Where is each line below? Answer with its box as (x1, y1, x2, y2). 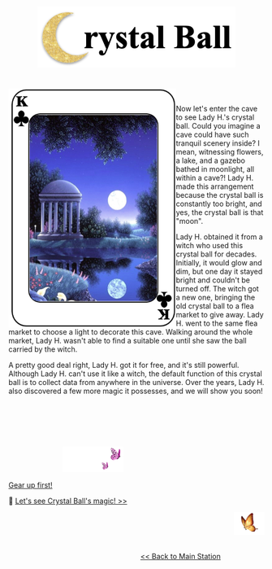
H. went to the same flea (175, 318, 258, 328)
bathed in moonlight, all (175, 164, 254, 174)
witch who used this (175, 241, 244, 251)
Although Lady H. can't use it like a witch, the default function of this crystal (8, 369, 262, 379)
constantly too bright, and (175, 199, 262, 209)
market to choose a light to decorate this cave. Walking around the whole (8, 327, 253, 337)
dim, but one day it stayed (175, 267, 263, 277)
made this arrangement (175, 182, 254, 191)
